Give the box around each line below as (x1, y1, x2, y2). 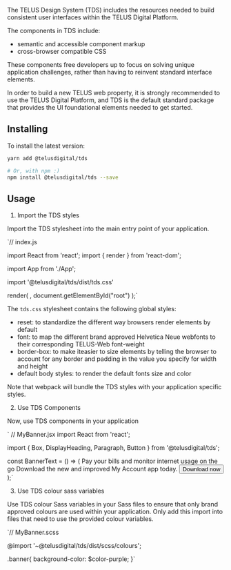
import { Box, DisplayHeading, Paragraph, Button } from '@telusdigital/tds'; (7, 444, 220, 452)
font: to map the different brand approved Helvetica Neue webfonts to (17, 333, 216, 341)
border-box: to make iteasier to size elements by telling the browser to (17, 348, 217, 356)
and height (17, 362, 48, 371)
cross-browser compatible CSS (17, 48, 107, 55)
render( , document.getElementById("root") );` (7, 291, 138, 299)
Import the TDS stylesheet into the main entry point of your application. (7, 224, 210, 233)
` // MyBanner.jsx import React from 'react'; (7, 431, 130, 439)
